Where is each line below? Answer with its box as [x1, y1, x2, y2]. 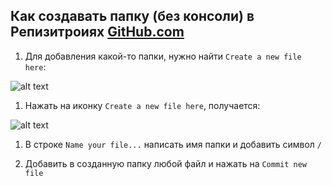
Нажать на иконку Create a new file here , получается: [24, 99, 261, 111]
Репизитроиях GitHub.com [10, 24, 185, 41]
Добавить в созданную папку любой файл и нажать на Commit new [24, 157, 308, 169]
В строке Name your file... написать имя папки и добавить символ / [24, 138, 322, 150]
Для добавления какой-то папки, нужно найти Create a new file [24, 50, 302, 62]
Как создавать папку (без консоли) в [10, 8, 255, 25]
